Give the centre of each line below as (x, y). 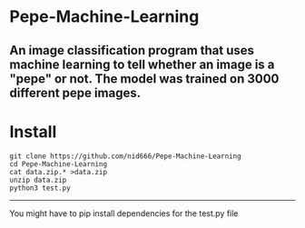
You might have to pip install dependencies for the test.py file (124, 213)
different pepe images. (75, 93)
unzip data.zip (38, 180)
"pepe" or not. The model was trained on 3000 (144, 79)
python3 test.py (40, 188)
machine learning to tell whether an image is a (142, 64)
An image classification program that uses (132, 50)
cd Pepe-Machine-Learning (58, 164)
